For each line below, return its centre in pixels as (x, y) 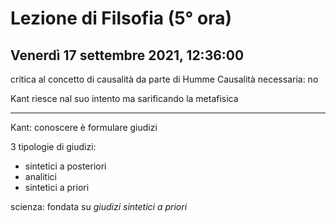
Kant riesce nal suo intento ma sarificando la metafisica (124, 98)
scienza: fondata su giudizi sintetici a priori (99, 206)
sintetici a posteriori (65, 166)
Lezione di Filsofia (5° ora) (121, 18)
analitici (40, 176)
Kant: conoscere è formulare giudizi (84, 127)
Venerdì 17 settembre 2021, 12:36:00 (127, 55)
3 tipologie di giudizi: (53, 146)
